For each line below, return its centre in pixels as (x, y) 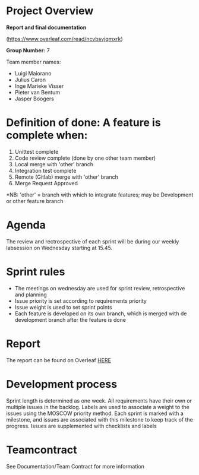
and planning (31, 294)
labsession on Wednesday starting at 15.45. (59, 248)
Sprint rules (36, 272)
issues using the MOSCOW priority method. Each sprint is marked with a (95, 413)
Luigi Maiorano (33, 73)
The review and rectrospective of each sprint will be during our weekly (93, 241)
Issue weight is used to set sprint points (63, 307)
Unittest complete (37, 151)
